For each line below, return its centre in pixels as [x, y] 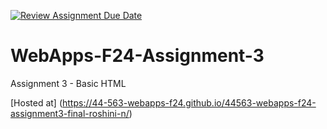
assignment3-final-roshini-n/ [70, 113]
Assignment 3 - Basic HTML [68, 83]
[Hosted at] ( [36, 102]
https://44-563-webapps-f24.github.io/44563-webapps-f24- [189, 102]
